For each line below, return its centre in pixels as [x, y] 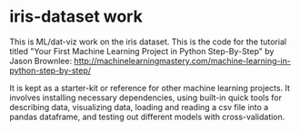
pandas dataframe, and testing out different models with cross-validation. [147, 117]
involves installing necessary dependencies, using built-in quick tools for [145, 98]
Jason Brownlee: [41, 61]
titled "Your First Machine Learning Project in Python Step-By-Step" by [142, 51]
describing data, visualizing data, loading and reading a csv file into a [139, 107]
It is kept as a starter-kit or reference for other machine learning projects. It [150, 88]
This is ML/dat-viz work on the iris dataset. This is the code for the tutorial [148, 42]
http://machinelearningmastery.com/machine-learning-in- [182, 61]
